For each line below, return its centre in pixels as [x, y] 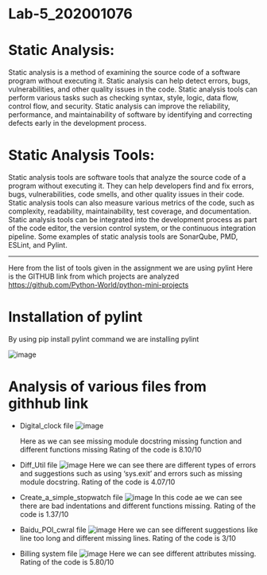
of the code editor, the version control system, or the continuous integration [132, 229]
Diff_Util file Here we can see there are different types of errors [138, 465]
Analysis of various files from [107, 387]
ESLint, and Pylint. [38, 245]
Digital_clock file [46, 425]
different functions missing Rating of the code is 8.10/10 [110, 449]
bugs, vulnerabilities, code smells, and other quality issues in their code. [126, 194]
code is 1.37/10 [44, 514]
